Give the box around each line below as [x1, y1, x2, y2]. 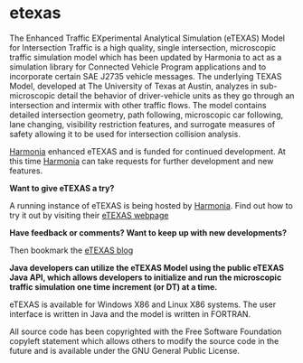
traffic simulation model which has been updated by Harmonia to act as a [9, 51, 282, 62]
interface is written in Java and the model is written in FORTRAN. [9, 308, 251, 319]
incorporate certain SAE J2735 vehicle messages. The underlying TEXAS [9, 70, 282, 81]
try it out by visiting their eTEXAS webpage [9, 209, 169, 220]
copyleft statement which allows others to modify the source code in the [9, 335, 279, 346]
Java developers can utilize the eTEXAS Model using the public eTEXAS [9, 262, 285, 273]
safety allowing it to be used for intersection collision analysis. [9, 128, 241, 139]
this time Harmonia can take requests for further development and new [9, 155, 274, 166]
